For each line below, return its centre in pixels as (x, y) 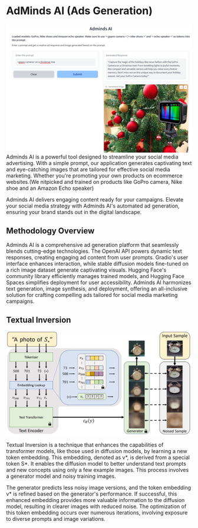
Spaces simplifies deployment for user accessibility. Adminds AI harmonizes (99, 283)
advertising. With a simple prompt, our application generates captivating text (99, 163)
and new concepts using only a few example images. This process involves (98, 470)
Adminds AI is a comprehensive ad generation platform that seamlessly (93, 245)
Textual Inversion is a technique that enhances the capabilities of (85, 445)
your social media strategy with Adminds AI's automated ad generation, (93, 206)
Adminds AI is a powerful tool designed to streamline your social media (92, 157)
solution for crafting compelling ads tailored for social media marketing (92, 295)
